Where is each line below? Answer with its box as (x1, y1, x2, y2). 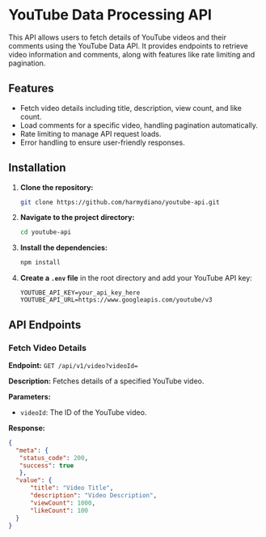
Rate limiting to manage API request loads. (19, 129, 162, 138)
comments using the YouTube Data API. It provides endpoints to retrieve (8, 40, 248, 50)
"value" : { (15, 476, 53, 484)
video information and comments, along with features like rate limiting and (8, 49, 255, 59)
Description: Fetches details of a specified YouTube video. (8, 376, 205, 386)
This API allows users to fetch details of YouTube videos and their (8, 32, 226, 42)
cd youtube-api (19, 228, 72, 236)
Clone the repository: (19, 182, 94, 192)
